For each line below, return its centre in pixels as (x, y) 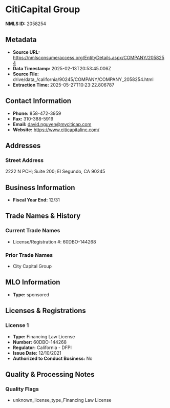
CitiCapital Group (43, 9)
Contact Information (38, 101)
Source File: (26, 74)
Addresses (23, 145)
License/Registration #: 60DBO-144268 (54, 241)
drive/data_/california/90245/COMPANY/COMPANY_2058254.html (83, 79)
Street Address (25, 160)
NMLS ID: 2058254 (26, 24)
